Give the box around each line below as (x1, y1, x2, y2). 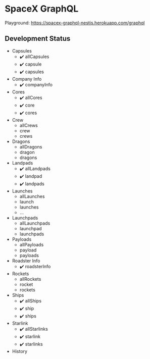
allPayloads (19, 241, 44, 247)
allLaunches (19, 193, 45, 199)
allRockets (19, 276, 41, 282)
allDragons (19, 143, 42, 149)
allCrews (19, 122, 38, 128)
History (12, 348, 28, 354)
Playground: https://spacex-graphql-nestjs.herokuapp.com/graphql (5, 20, 145, 26)
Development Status (5, 34, 71, 43)
